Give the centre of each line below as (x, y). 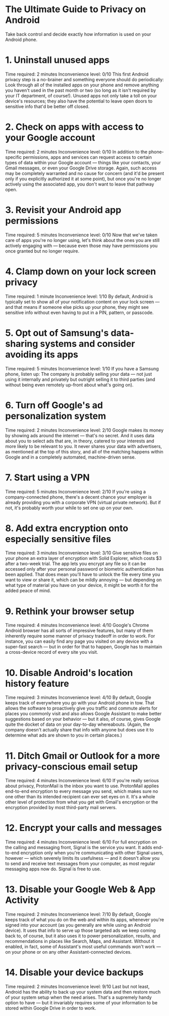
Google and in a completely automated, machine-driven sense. (71, 457)
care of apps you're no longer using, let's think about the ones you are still (82, 240)
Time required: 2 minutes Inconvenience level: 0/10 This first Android (77, 74)
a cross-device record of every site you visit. (52, 652)
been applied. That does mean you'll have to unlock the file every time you (83, 575)
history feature (37, 684)
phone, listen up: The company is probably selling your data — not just (79, 374)
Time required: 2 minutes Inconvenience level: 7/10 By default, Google (78, 915)
